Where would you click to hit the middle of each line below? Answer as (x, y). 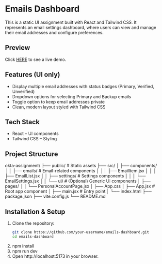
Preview (18, 48)
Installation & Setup (35, 212)
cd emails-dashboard (33, 236)
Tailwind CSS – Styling (34, 139)
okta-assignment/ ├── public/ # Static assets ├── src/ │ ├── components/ (81, 166)
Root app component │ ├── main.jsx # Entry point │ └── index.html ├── (78, 191)
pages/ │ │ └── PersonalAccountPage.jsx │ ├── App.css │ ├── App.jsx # (80, 186)
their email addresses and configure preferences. (54, 32)
